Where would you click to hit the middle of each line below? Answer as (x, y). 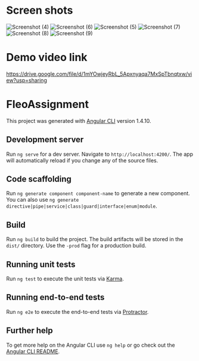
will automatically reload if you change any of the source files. (82, 160)
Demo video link (47, 58)
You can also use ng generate (43, 200)
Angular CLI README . (33, 351)
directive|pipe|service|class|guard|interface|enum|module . (82, 206)
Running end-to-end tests (55, 297)
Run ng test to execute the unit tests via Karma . (65, 279)
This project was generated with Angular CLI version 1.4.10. (79, 121)
